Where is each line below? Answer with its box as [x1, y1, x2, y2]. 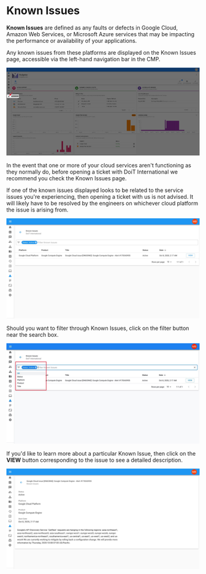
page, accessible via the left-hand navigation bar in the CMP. [6, 55, 161, 63]
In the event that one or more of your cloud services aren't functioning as [6, 162, 191, 169]
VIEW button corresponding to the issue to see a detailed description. [6, 456, 183, 464]
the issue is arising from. [6, 206, 69, 213]
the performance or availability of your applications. [6, 37, 137, 44]
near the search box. [6, 331, 59, 338]
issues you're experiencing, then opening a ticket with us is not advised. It [6, 193, 194, 201]
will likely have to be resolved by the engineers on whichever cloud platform [6, 200, 199, 207]
